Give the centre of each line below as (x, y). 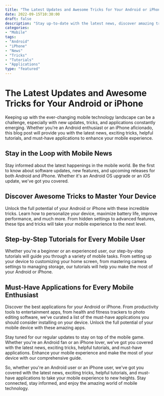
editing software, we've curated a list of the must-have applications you (77, 317)
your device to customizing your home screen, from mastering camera (76, 262)
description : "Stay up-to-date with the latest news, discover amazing (79, 23)
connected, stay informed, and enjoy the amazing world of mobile (71, 383)
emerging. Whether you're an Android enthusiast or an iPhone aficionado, (79, 128)
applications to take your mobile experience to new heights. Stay (81, 378)
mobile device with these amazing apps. (46, 328)
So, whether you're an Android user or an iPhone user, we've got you (74, 368)
